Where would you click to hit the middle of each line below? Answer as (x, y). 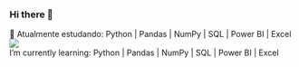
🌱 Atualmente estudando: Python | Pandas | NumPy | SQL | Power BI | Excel (150, 34)
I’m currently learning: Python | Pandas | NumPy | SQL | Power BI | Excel (144, 53)
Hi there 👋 (32, 14)
